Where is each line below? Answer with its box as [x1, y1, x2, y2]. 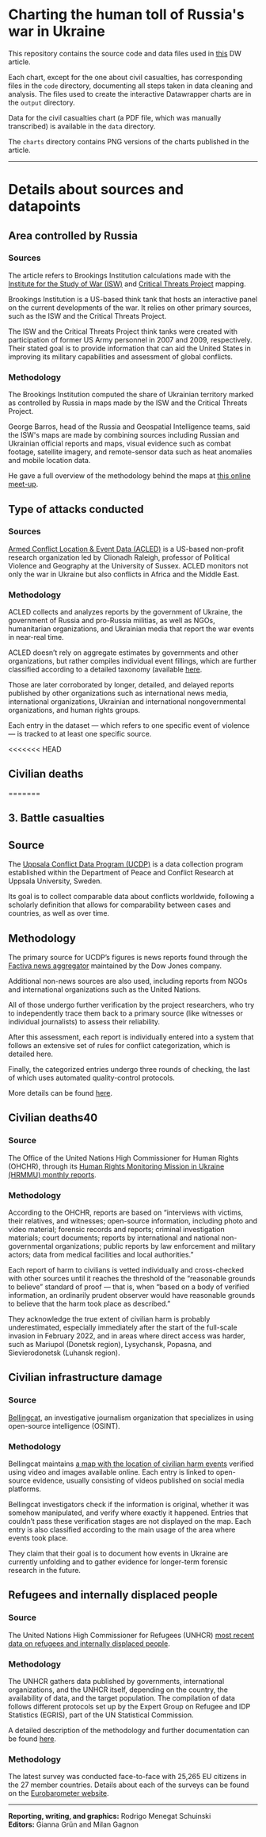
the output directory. [8, 98, 75, 107]
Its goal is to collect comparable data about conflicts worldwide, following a [8, 892, 255, 901]
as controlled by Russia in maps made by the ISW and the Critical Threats [8, 398, 248, 408]
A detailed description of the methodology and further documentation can [8, 1725, 249, 1735]
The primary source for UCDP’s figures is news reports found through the [8, 952, 248, 962]
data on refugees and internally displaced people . [8, 1639, 170, 1648]
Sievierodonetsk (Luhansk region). [8, 1348, 120, 1357]
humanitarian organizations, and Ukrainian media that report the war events [8, 624, 255, 633]
